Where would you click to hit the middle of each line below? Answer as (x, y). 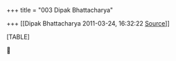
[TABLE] (18, 37)
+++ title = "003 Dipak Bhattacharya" (60, 10)
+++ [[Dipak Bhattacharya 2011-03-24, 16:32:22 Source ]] (88, 23)
